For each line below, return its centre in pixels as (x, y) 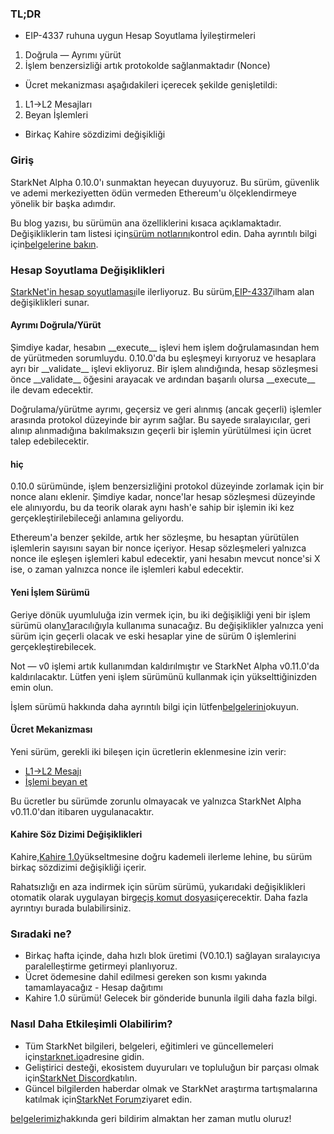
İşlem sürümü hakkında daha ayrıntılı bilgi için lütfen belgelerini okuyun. (155, 706)
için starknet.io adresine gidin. (84, 1056)
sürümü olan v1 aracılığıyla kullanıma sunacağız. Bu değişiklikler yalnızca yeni (167, 625)
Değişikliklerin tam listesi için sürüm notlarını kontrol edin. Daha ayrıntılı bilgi (163, 233)
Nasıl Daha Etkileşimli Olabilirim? (91, 1024)
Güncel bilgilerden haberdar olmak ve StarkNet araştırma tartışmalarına (171, 1088)
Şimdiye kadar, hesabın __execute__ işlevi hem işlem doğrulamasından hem (165, 348)
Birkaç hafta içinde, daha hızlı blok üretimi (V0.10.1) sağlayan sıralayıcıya (172, 956)
